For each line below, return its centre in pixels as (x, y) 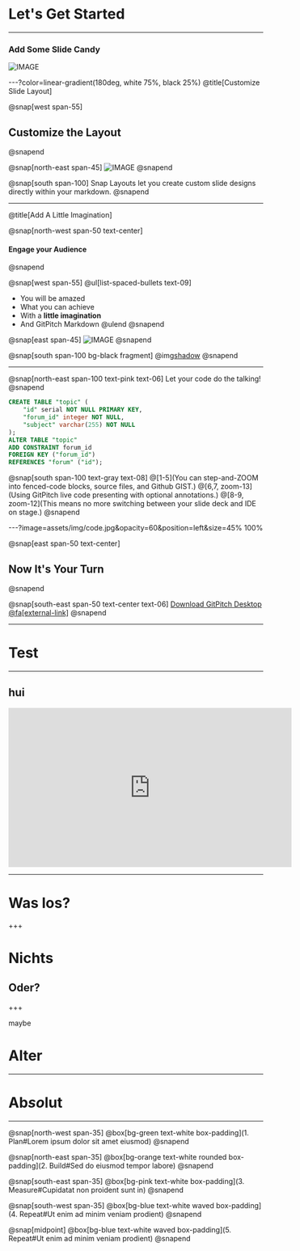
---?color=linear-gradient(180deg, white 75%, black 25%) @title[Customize (134, 82)
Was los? (40, 903)
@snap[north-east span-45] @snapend (91, 167)
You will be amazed (53, 298)
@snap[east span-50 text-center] (64, 543)
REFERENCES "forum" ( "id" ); (56, 463)
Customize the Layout (65, 132)
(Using (19, 495)
